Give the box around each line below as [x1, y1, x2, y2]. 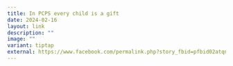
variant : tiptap [7, 42, 54, 49]
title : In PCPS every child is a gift [7, 10, 119, 17]
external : [7, 49, 36, 56]
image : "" [7, 36, 36, 43]
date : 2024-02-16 [7, 16, 58, 23]
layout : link [7, 23, 45, 30]
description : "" [7, 29, 54, 36]
